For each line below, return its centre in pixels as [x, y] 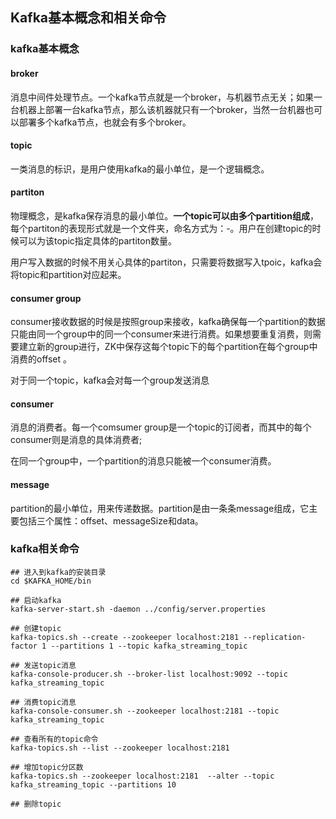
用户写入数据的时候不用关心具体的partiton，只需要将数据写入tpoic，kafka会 [166, 262]
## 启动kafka [36, 600]
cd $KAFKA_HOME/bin [51, 581]
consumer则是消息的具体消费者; [76, 440]
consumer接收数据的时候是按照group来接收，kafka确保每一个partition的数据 [168, 322]
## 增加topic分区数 [47, 767]
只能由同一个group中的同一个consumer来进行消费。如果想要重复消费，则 [161, 334]
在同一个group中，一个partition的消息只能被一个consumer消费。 [143, 461]
